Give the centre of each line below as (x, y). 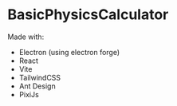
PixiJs (29, 94)
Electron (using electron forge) (69, 52)
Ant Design (37, 86)
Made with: (26, 37)
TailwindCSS (40, 77)
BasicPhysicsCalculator (88, 15)
